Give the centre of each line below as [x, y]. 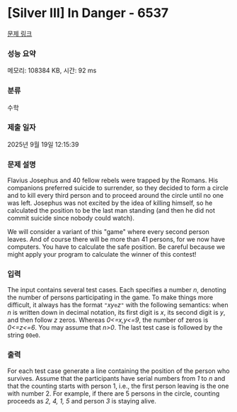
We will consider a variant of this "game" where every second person [109, 232]
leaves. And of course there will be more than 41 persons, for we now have [116, 240]
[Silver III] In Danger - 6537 [88, 13]
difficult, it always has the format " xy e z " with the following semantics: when [118, 305]
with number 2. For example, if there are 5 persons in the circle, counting [114, 393]
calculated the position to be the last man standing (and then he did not [111, 211]
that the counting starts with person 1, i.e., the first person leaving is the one [118, 386]
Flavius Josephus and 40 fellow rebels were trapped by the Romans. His [113, 180]
